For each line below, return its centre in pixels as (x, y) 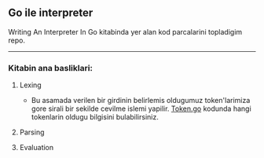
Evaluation (37, 148)
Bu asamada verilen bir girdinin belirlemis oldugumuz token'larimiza (141, 101)
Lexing (30, 85)
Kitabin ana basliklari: (50, 68)
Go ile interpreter (51, 13)
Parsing (32, 132)
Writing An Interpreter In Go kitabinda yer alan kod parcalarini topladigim (125, 31)
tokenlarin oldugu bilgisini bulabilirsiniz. (95, 117)
